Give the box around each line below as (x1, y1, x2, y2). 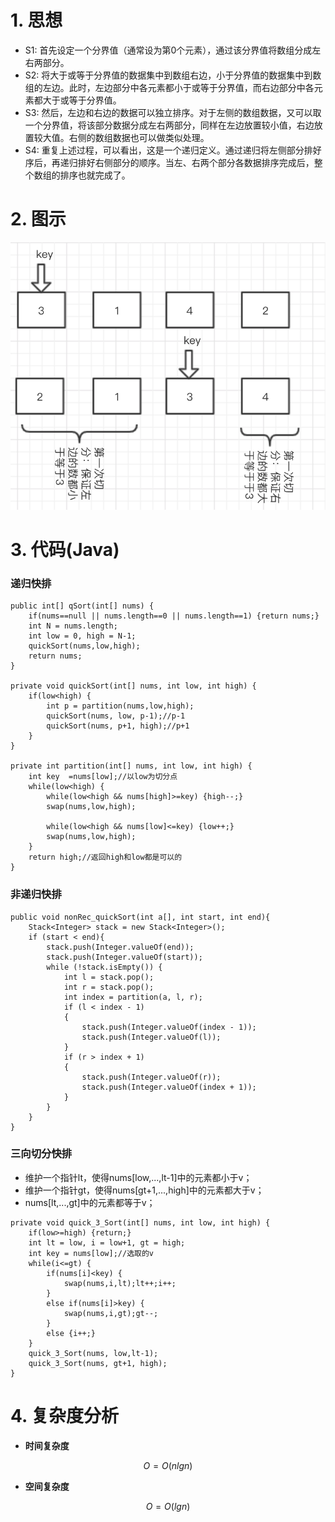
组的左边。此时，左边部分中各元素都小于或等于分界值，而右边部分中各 (24, 81, 315, 93)
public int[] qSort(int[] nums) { (10, 601, 155, 611)
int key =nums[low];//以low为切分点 (28, 772, 178, 782)
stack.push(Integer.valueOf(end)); (46, 942, 195, 952)
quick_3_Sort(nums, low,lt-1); (28, 1348, 159, 1358)
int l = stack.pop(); (63, 972, 155, 982)
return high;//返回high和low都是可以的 (28, 852, 183, 863)
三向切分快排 (10, 1147, 73, 1161)
